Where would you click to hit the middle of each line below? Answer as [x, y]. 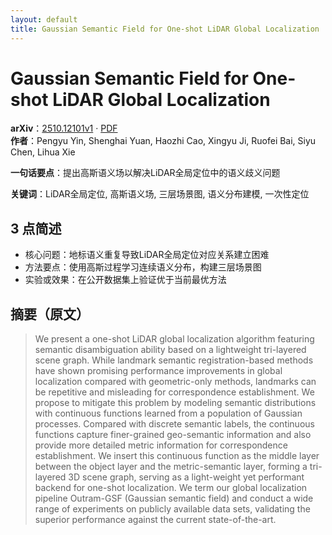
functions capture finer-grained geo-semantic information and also [173, 435]
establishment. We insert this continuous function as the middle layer [177, 456]
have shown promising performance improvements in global [158, 371]
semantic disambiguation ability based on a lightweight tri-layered [170, 350]
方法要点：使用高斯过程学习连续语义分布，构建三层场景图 [143, 267]
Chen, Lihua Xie [43, 152]
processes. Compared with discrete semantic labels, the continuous [174, 424]
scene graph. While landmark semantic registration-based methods [174, 360]
